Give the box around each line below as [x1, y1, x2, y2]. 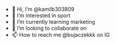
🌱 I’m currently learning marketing [11, 18, 95, 25]
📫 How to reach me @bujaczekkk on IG [11, 32, 110, 38]
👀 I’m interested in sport [11, 12, 71, 19]
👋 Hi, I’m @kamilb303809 [11, 6, 74, 12]
